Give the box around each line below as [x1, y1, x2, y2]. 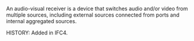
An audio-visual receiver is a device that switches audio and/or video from [6, 5, 188, 12]
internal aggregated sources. [6, 18, 77, 24]
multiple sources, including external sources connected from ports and [6, 11, 180, 18]
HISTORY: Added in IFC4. [6, 29, 68, 36]
